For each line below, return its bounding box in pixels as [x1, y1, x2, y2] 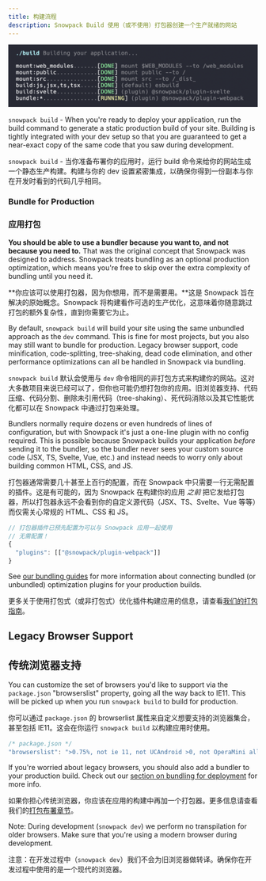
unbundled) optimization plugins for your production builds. [8, 580, 202, 589]
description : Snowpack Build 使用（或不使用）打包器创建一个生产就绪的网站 [8, 21, 237, 29]
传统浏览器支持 [8, 658, 82, 672]
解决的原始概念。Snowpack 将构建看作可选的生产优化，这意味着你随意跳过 [8, 297, 253, 307]
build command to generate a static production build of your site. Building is [8, 123, 256, 132]
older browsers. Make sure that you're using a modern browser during [8, 830, 237, 840]
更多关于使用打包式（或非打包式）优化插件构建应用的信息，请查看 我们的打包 [8, 597, 258, 606]
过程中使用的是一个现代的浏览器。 [14, 864, 127, 875]
